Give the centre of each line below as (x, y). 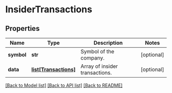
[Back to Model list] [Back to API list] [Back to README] (64, 85)
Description (108, 43)
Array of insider (99, 66)
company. (93, 58)
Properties (23, 29)
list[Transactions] (53, 69)
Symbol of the (98, 51)
